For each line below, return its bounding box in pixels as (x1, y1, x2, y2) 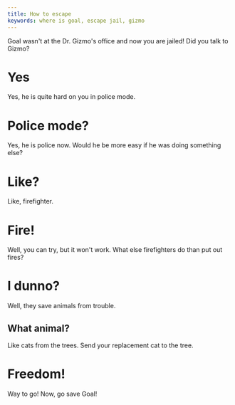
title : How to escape (7, 10, 72, 18)
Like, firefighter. (7, 197, 54, 206)
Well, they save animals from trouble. (7, 302, 116, 310)
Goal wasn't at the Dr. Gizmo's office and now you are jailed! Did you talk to (7, 36, 229, 45)
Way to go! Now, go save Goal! (7, 389, 98, 398)
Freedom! (7, 366, 66, 382)
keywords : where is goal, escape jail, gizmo (7, 17, 145, 24)
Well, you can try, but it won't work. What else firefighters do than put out (7, 246, 223, 254)
